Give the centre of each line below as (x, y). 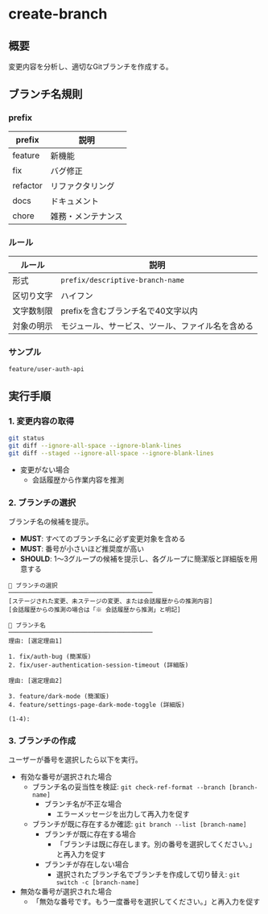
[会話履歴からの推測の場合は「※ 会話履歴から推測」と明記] (95, 610)
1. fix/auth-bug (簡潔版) (50, 656)
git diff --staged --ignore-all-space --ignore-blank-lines (111, 453)
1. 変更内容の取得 (41, 421)
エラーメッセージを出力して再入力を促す (123, 814)
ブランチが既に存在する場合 (90, 834)
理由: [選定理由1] (35, 641)
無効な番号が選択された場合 (66, 891)
